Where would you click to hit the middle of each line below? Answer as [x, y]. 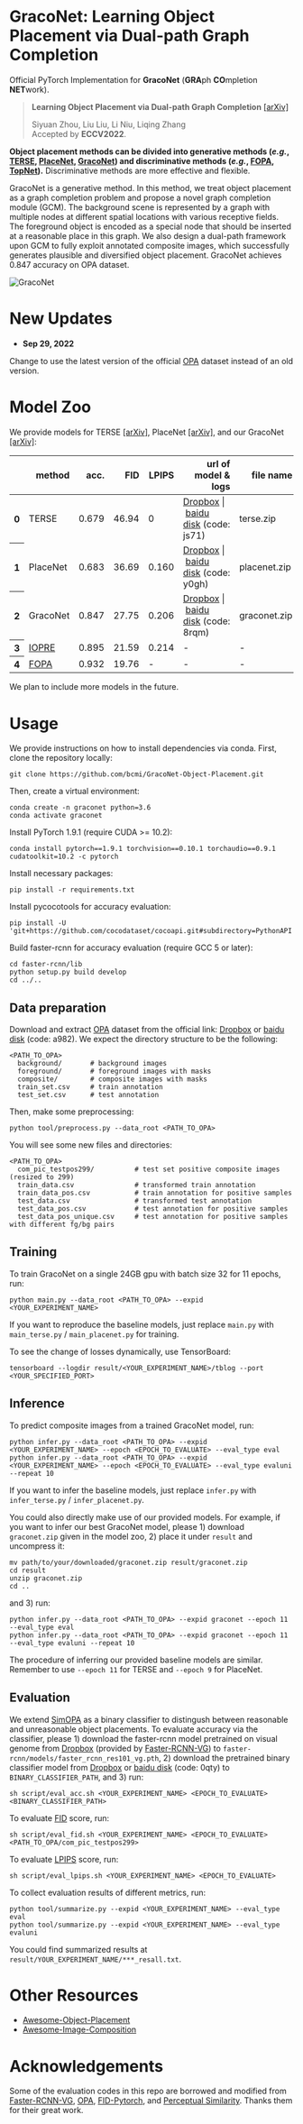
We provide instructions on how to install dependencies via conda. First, [143, 748]
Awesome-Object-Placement [76, 2020]
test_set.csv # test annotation [88, 1095]
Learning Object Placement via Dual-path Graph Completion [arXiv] [160, 106]
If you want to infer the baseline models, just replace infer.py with [133, 1490]
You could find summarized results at [78, 1949]
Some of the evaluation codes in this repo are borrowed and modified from [148, 2091]
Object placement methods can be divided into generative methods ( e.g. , [150, 151]
